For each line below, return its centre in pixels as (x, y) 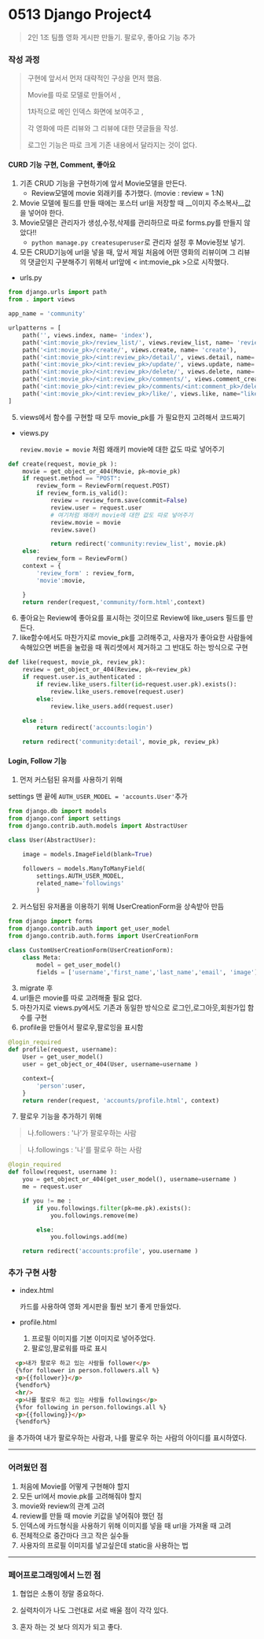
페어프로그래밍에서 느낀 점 (55, 1575)
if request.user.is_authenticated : (82, 677)
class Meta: (42, 957)
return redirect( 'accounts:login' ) (95, 728)
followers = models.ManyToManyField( (84, 868)
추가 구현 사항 (33, 1273)
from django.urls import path (58, 293)
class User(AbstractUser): (52, 840)
